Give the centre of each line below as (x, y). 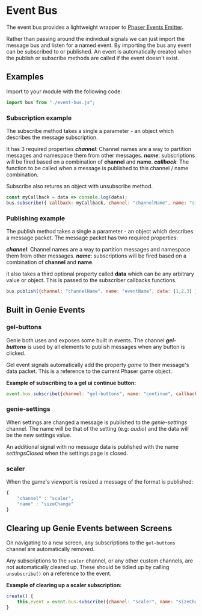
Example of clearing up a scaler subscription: (64, 585)
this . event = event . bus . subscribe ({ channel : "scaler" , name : (95, 602)
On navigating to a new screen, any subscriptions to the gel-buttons (91, 543)
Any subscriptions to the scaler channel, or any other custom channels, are (100, 561)
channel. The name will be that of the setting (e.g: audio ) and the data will (98, 428)
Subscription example (39, 118)
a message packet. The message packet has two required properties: (92, 238)
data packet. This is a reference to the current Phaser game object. (89, 371)
